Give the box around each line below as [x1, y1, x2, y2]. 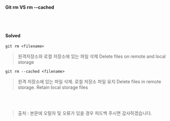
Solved [5, 32, 20, 38]
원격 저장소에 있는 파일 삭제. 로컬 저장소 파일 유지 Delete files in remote [17, 79, 161, 85]
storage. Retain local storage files [17, 84, 88, 90]
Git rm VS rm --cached [5, 4, 54, 10]
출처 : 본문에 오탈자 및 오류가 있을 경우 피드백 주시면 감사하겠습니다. [17, 110, 152, 116]
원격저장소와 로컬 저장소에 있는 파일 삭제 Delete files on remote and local [17, 54, 166, 60]
